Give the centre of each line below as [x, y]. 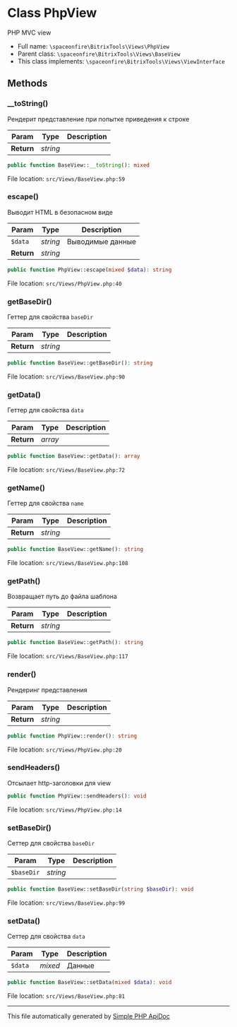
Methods [28, 84]
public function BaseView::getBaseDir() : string [80, 363]
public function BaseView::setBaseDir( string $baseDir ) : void [101, 889]
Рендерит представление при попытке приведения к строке [98, 119]
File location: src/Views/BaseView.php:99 [66, 903]
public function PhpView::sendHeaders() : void [77, 796]
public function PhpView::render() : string [72, 736]
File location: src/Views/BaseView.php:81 [66, 996]
